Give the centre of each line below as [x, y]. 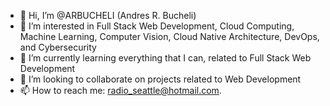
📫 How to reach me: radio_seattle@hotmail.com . [120, 90]
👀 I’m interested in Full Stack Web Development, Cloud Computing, [157, 26]
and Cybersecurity [58, 47]
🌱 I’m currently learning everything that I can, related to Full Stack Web [165, 58]
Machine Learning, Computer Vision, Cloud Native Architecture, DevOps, [169, 36]
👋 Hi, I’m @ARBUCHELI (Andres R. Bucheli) [108, 15]
